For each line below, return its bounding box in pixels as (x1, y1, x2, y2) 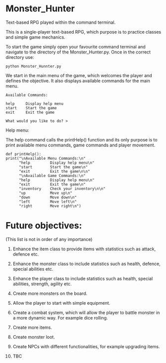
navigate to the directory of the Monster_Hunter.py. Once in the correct (5, 49, 151, 55)
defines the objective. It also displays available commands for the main (5, 78, 150, 84)
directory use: (5, 54, 34, 60)
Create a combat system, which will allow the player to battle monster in (12, 310, 160, 316)
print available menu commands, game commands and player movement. (5, 142, 156, 148)
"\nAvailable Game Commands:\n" (18, 173, 86, 178)
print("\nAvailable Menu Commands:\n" (5, 156, 86, 161)
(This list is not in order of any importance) (5, 236, 93, 242)
